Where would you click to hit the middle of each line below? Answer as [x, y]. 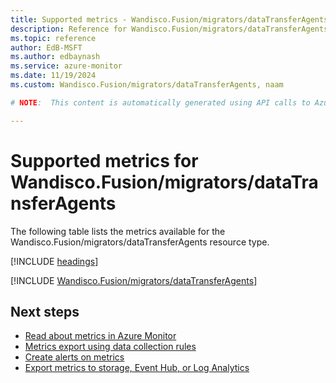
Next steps [45, 311]
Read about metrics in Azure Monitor [100, 336]
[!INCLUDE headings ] [54, 261]
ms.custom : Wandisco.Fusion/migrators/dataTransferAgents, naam [147, 85]
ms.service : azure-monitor [66, 66]
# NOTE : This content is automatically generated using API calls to [160, 102]
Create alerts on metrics [74, 357]
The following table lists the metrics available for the [118, 231]
